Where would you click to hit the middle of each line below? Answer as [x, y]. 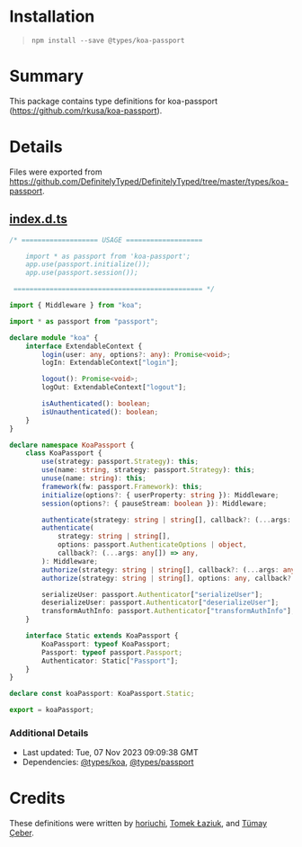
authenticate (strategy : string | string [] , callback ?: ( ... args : [167, 520]
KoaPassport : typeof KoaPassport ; [106, 644]
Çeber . [22, 833]
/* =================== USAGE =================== [106, 240]
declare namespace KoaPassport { [72, 445]
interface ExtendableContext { [84, 346]
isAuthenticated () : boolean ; [96, 404]
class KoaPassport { [64, 453]
